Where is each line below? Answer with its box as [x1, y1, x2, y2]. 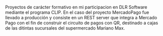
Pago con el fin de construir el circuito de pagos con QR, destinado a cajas [5, 20, 158, 26]
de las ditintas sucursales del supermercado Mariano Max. [5, 25, 125, 31]
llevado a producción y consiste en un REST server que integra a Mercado [5, 15, 158, 20]
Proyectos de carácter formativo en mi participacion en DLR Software [5, 4, 148, 10]
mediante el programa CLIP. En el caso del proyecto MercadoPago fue [5, 9, 149, 15]
